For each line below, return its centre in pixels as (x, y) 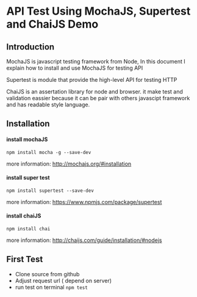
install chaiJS (24, 216)
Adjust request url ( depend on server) (63, 280)
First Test (25, 259)
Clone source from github (47, 274)
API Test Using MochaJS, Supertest (99, 11)
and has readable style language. (48, 105)
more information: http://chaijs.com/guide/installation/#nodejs (84, 240)
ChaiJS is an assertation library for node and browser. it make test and (95, 92)
